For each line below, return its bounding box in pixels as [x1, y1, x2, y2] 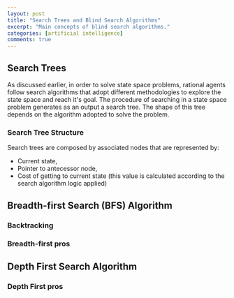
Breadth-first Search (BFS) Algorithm [7, 200, 173, 211]
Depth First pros [7, 281, 64, 291]
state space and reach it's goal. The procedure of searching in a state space [7, 95, 227, 103]
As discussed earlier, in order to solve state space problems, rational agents [7, 80, 226, 89]
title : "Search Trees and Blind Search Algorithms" [7, 17, 161, 24]
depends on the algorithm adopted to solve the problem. [7, 110, 170, 119]
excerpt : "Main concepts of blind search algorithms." [7, 23, 170, 30]
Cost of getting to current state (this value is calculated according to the [17, 172, 225, 180]
